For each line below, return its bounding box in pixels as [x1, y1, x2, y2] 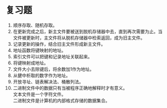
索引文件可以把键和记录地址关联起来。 [13, 53, 92, 59]
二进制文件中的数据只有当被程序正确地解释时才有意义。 [13, 85, 127, 91]
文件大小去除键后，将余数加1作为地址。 [13, 66, 94, 72]
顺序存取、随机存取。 [13, 22, 57, 28]
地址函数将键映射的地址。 [13, 47, 66, 53]
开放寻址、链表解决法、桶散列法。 [13, 78, 84, 84]
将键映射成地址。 [13, 60, 49, 66]
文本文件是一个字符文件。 [13, 91, 66, 97]
